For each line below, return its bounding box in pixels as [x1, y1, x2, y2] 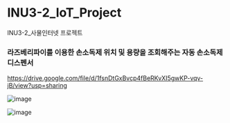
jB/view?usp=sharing [7, 82, 68, 90]
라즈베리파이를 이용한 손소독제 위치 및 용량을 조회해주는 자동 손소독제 [7, 47, 223, 57]
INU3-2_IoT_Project [7, 5, 122, 21]
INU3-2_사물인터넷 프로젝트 [7, 28, 83, 37]
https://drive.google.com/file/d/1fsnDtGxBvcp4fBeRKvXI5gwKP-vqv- [7, 74, 204, 82]
